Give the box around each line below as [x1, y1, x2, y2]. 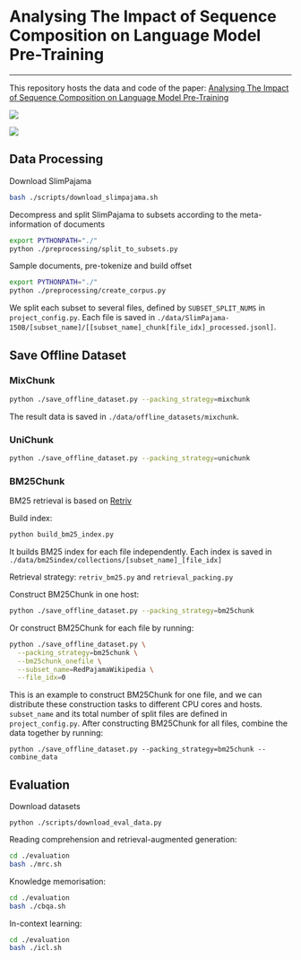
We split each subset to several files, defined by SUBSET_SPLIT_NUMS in [9, 302, 266, 313]
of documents [53, 218, 106, 230]
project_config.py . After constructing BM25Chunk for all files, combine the [9, 718, 288, 729]
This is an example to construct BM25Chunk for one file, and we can [9, 689, 262, 701]
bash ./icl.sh [9, 944, 63, 953]
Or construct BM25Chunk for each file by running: [9, 622, 194, 633]
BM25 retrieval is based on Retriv [9, 495, 133, 506]
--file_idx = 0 [17, 673, 66, 683]
